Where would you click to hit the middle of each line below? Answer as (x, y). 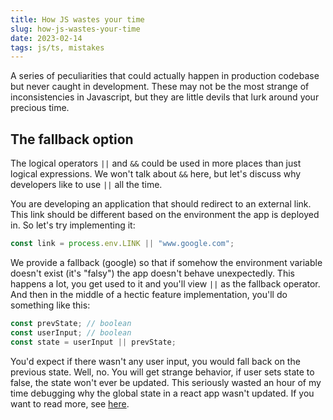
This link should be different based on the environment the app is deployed (165, 215)
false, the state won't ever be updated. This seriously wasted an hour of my (166, 382)
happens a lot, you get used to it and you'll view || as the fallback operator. (165, 283)
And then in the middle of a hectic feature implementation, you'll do (149, 294)
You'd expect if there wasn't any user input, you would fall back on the (155, 361)
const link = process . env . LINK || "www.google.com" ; (122, 244)
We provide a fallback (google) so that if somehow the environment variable (166, 262)
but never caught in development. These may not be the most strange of (160, 87)
